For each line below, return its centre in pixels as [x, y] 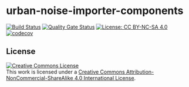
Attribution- [140, 72]
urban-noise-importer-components [95, 11]
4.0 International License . [105, 78]
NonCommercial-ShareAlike [40, 78]
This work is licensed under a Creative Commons [65, 72]
